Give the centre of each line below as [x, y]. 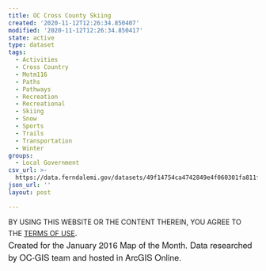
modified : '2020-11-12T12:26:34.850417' [76, 30]
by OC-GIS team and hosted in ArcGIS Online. [95, 257]
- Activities [37, 60]
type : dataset [32, 45]
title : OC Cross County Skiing [60, 15]
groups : [21, 155]
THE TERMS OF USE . [43, 232]
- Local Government [47, 163]
